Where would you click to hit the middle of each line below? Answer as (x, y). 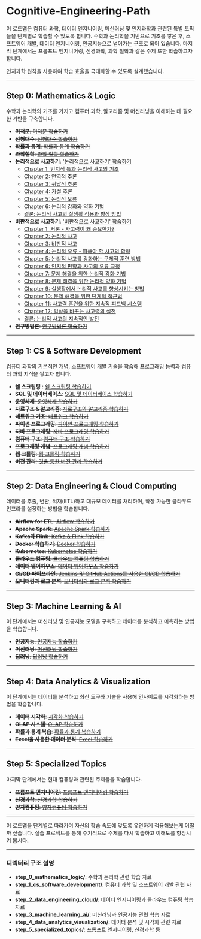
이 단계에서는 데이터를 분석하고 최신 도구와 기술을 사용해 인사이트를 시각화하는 (97, 697)
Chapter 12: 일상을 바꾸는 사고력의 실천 (70, 311)
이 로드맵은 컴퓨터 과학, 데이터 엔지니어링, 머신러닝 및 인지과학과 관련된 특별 (95, 28)
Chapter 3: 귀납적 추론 (51, 183)
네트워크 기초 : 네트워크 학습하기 (51, 416)
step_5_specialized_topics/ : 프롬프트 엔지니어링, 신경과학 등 (87, 929)
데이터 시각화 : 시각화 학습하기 (49, 717)
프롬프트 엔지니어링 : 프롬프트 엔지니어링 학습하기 (71, 792)
